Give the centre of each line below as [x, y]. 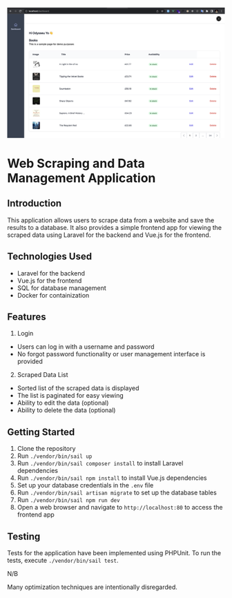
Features [27, 317]
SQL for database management [61, 288]
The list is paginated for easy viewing [70, 396]
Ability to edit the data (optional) [63, 403]
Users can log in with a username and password [86, 347]
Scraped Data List [42, 375]
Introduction [35, 203]
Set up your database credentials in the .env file [85, 485]
